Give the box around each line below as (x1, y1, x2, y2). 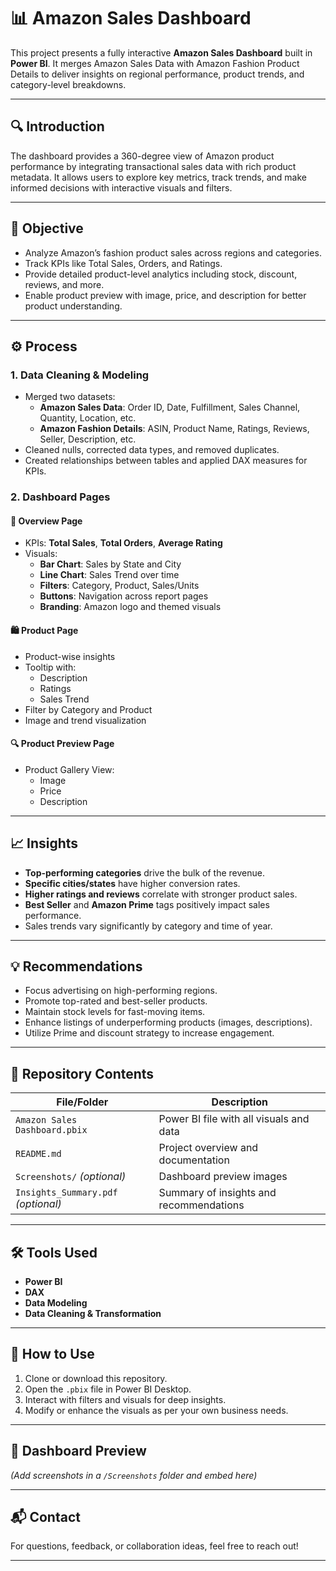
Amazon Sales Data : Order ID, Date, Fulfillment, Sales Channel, (39, 401, 301, 414)
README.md (15, 1148, 62, 1160)
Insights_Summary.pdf (15, 1187, 118, 1199)
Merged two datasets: (24, 391, 116, 403)
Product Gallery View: (24, 763, 115, 775)
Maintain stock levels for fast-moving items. (24, 1006, 206, 1018)
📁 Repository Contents (10, 1065, 155, 1082)
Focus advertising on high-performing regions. (24, 985, 218, 997)
